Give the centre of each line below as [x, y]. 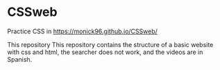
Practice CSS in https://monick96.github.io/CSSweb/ [83, 31]
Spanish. [20, 59]
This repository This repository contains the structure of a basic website [110, 44]
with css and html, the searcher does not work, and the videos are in [105, 52]
